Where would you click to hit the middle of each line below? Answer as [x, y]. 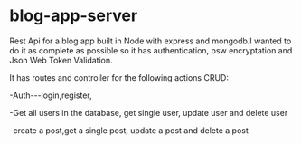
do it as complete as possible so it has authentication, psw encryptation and [151, 50]
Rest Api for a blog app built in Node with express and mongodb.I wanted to [150, 41]
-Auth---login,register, [51, 95]
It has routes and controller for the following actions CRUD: [119, 77]
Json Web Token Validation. [61, 60]
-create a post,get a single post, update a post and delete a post [129, 130]
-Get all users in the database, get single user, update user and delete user [149, 112]
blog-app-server [74, 16]
